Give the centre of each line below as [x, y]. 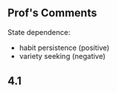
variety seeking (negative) [62, 56]
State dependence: [39, 32]
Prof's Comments [52, 13]
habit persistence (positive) [64, 48]
